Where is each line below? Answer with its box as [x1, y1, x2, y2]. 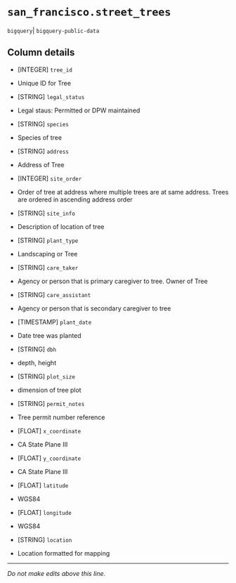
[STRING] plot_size [17, 372, 76, 381]
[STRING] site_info [17, 209, 76, 217]
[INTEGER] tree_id [17, 65, 72, 74]
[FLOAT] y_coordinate [17, 454, 81, 462]
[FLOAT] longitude [17, 508, 72, 516]
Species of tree [17, 133, 62, 142]
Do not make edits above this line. [7, 569, 106, 577]
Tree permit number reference [17, 413, 105, 421]
